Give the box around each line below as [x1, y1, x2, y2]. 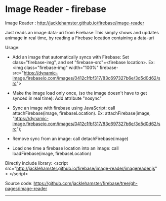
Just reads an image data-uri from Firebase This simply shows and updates [5, 29, 159, 35]
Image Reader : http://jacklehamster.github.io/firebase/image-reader [5, 20, 145, 26]
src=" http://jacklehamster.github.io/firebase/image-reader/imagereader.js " [5, 165, 157, 171]
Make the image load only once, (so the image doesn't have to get [12, 90, 147, 96]
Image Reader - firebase [5, 3, 106, 15]
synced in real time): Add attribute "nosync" [12, 95, 102, 101]
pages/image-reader [5, 185, 47, 192]
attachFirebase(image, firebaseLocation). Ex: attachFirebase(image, [12, 110, 151, 116]
